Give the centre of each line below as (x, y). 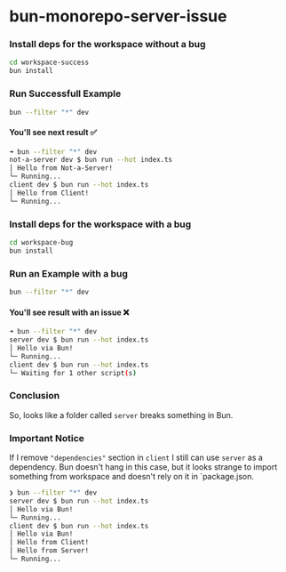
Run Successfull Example (65, 93)
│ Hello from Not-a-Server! (61, 168)
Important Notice (47, 438)
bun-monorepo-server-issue (118, 16)
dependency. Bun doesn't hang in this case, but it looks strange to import (143, 467)
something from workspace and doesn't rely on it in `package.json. (132, 476)
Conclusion (35, 396)
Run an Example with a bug (69, 273)
